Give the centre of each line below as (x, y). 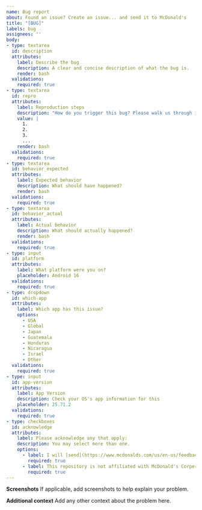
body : (13, 40)
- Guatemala (37, 337)
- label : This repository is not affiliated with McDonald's (100, 466)
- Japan (32, 332)
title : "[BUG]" (25, 23)
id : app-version (32, 382)
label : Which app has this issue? (60, 309)
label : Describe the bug (48, 62)
